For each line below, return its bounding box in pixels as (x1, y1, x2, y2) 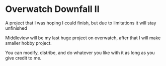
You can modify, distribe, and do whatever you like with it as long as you (5, 50, 155, 56)
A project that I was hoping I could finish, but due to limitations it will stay (5, 20, 156, 26)
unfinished (5, 25, 28, 31)
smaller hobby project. (5, 40, 52, 46)
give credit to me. (5, 55, 42, 61)
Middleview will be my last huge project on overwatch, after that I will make (5, 35, 161, 41)
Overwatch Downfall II (5, 3, 100, 15)
